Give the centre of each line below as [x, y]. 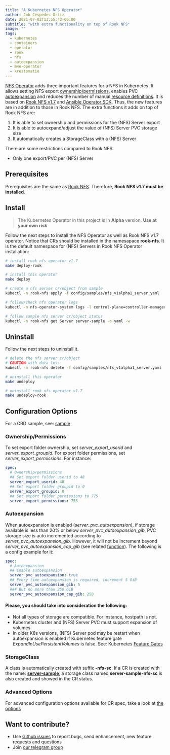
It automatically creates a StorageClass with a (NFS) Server [74, 139]
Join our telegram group [38, 747]
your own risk [32, 225]
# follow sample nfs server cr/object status [54, 316]
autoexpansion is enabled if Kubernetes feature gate [67, 638]
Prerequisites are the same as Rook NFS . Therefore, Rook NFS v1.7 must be [84, 186]
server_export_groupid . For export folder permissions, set [65, 453]
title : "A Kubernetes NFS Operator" [44, 10]
